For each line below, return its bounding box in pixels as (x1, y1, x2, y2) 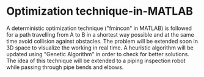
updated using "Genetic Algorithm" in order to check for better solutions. (6, 50, 189, 57)
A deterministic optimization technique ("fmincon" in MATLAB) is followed (6, 24, 192, 32)
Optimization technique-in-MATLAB (6, 4, 194, 18)
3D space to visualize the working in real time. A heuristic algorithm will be (6, 44, 194, 51)
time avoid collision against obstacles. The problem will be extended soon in (6, 37, 199, 45)
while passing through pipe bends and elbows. (6, 63, 124, 71)
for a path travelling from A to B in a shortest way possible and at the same (6, 31, 194, 38)
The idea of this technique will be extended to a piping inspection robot (6, 57, 186, 64)
